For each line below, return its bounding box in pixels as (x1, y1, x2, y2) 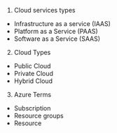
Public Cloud (13, 62, 51, 70)
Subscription (13, 104, 51, 112)
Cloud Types (13, 49, 51, 56)
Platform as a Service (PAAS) (13, 27, 98, 35)
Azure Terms (13, 91, 51, 99)
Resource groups (13, 112, 64, 120)
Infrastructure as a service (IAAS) (13, 20, 111, 27)
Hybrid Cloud (13, 77, 53, 85)
